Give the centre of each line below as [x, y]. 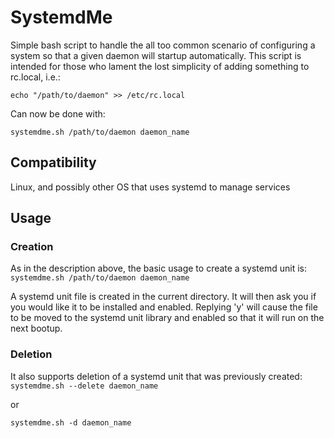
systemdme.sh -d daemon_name [71, 422]
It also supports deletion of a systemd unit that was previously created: [156, 376]
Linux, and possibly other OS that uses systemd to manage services [150, 187]
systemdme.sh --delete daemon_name [84, 386]
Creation [32, 247]
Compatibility [53, 162]
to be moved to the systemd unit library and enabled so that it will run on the [167, 318]
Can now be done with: [58, 113]
